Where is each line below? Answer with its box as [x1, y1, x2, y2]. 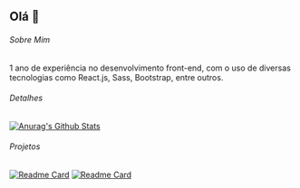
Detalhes [9, 92, 44, 104]
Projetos [9, 141, 41, 152]
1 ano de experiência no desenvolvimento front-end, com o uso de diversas [9, 62, 292, 73]
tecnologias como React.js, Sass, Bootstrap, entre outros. [9, 71, 224, 82]
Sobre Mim [9, 33, 51, 45]
